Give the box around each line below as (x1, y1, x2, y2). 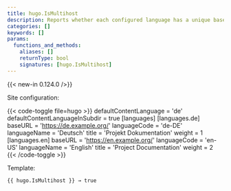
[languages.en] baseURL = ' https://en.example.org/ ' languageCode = (7, 135, 204, 144)
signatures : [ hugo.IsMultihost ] (19, 61, 112, 68)
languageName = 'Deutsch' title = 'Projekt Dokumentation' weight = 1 (7, 128, 203, 137)
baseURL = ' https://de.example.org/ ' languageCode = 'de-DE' (7, 121, 183, 129)
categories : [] (7, 23, 51, 30)
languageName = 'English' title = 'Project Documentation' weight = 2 (19, 143, 214, 151)
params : (7, 36, 30, 43)
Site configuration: (7, 93, 60, 102)
